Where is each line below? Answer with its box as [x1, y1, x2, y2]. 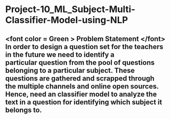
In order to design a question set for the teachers [5, 42, 164, 51]
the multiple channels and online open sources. [5, 82, 159, 91]
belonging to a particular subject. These [5, 66, 135, 74]
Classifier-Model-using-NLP [5, 14, 128, 26]
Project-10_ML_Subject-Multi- [5, 4, 136, 15]
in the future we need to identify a [5, 50, 115, 59]
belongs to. [5, 105, 42, 114]
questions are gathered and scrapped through [5, 74, 155, 83]
